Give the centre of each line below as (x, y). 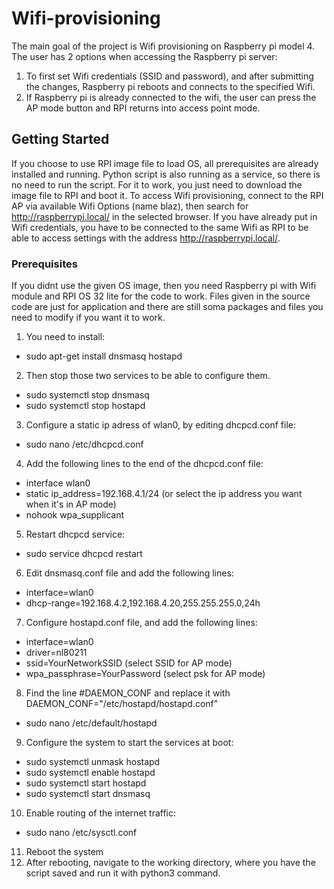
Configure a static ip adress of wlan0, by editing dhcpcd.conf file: (161, 425)
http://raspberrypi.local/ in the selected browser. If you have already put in (164, 216)
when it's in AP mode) (71, 504)
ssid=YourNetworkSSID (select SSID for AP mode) (129, 663)
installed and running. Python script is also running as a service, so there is (166, 174)
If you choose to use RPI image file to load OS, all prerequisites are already (165, 163)
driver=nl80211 (56, 653)
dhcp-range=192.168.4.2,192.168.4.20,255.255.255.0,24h (143, 603)
